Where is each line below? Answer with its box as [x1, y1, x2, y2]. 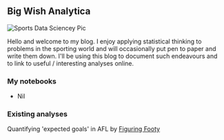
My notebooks [7, 76, 57, 86]
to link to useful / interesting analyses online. [7, 59, 134, 68]
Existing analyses [7, 110, 68, 119]
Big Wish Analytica [7, 6, 91, 17]
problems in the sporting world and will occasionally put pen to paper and [7, 44, 216, 52]
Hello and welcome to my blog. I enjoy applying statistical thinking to [7, 37, 202, 46]
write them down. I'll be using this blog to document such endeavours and [7, 52, 218, 60]
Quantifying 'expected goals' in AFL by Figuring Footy [7, 125, 161, 133]
